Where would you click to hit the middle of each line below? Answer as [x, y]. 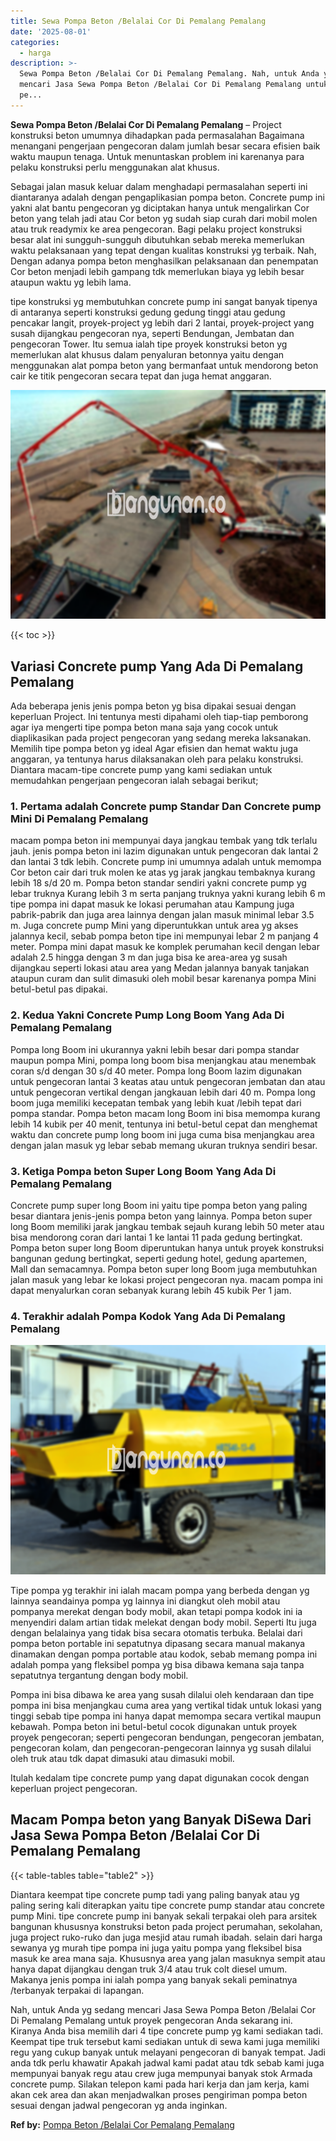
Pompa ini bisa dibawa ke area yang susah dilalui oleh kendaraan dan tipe [162, 1694]
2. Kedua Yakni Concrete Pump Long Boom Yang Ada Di [147, 1015]
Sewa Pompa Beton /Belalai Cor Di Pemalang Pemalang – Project [146, 124]
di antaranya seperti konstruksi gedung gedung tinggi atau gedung [148, 312]
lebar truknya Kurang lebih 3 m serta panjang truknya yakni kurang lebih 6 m [168, 894]
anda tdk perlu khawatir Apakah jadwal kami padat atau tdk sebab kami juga [167, 2062]
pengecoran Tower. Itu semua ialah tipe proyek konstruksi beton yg [149, 344]
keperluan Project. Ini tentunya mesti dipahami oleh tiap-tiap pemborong [159, 717]
